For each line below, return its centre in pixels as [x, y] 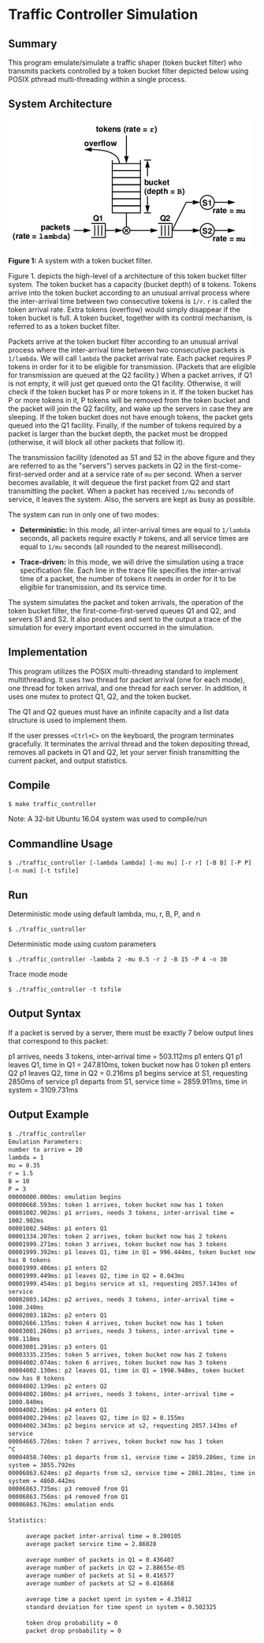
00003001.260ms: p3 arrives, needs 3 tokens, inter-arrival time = [121, 1331]
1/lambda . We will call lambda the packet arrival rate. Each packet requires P [130, 358]
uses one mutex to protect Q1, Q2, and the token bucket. [100, 696]
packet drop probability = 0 [74, 1630]
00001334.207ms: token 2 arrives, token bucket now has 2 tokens [117, 1236]
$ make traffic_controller [52, 805]
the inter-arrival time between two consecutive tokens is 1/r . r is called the [130, 301]
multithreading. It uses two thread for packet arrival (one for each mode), [127, 679]
